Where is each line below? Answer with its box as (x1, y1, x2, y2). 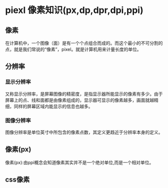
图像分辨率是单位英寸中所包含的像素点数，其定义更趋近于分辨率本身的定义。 (5, 129, 163, 135)
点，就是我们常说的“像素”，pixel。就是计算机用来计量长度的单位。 (5, 46, 141, 52)
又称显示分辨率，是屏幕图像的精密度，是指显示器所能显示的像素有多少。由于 (5, 91, 163, 97)
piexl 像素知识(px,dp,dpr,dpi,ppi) (5, 4, 143, 16)
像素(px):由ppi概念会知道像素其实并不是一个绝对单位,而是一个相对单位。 (5, 159, 154, 165)
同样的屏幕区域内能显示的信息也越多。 (13, 103, 93, 109)
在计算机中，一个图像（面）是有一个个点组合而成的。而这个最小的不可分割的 (5, 40, 163, 46)
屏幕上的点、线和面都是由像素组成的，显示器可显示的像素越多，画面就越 (5, 97, 154, 103)
